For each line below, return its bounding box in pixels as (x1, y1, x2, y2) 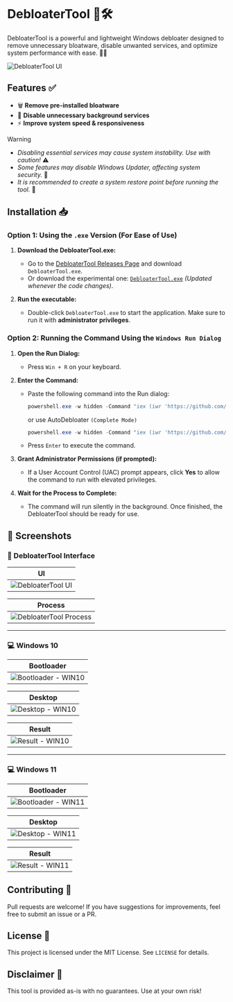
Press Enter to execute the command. (27, 441, 136, 450)
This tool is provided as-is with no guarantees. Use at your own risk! (7, 987, 202, 995)
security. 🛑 (17, 170, 49, 178)
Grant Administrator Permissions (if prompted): (17, 455, 157, 463)
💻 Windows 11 (7, 765, 57, 774)
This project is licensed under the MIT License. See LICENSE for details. (7, 949, 209, 957)
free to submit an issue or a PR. (7, 910, 97, 918)
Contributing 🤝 (7, 884, 72, 896)
